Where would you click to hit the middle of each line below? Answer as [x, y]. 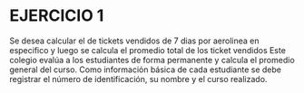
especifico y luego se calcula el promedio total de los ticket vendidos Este [147, 50]
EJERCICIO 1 [57, 16]
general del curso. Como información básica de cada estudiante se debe [145, 70]
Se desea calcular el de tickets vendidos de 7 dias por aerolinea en [135, 41]
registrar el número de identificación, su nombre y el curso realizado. [138, 79]
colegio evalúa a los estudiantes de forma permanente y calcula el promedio [152, 60]
